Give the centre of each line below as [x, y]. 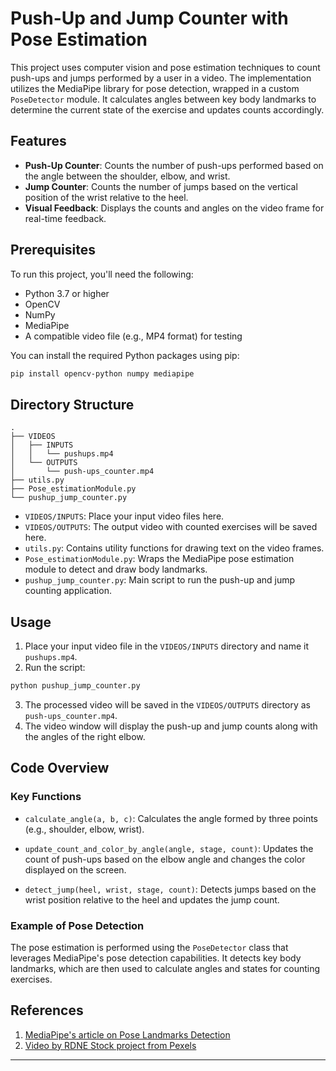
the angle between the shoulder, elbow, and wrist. [127, 176]
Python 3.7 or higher [67, 293]
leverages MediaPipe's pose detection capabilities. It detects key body [156, 958]
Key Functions [46, 797]
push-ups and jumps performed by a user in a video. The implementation [161, 78]
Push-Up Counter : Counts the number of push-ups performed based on [174, 165]
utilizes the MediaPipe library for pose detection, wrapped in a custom [155, 88]
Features [38, 141]
